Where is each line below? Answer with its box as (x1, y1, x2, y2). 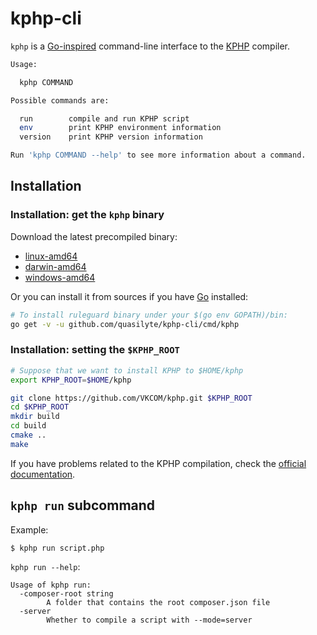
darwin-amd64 (24, 260, 87, 272)
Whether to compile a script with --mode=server (46, 615, 253, 626)
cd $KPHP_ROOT (10, 402, 70, 412)
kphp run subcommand (10, 497, 156, 514)
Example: (10, 523, 49, 536)
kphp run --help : (10, 561, 81, 573)
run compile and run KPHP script (19, 113, 190, 124)
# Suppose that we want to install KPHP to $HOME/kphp (10, 365, 244, 376)
